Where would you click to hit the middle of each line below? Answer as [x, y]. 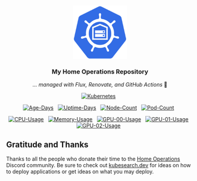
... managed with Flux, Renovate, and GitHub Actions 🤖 [100, 85]
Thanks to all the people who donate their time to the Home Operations [93, 159]
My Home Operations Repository [100, 72]
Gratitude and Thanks [47, 144]
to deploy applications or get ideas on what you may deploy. [80, 171]
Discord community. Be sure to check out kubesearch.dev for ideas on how [99, 165]
